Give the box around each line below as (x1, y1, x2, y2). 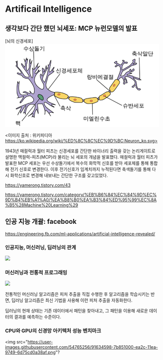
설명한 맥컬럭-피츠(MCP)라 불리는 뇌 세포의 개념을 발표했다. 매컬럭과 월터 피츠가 (5, 154, 158, 160)
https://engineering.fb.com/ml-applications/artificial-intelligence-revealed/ (5, 231, 155, 237)
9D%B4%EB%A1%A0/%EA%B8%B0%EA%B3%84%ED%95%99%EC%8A (5, 197, 157, 203)
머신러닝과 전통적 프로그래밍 (5, 269, 67, 276)
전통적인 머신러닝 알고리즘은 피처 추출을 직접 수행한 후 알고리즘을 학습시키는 (5, 291, 150, 297)
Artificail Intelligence (5, 3, 92, 15)
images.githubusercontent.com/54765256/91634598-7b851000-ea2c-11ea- (5, 344, 158, 350)
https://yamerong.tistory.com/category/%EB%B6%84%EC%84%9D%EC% (5, 192, 157, 197)
